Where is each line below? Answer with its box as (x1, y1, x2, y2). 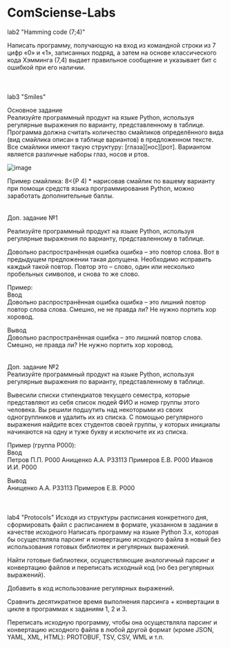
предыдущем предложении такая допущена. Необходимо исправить (7, 254, 212, 263)
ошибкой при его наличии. (7, 63, 86, 71)
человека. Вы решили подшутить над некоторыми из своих (7, 405, 184, 414)
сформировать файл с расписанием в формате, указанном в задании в (7, 520, 219, 528)
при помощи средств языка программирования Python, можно (7, 184, 195, 192)
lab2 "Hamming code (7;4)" (7, 28, 86, 36)
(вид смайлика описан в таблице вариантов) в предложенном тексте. (7, 135, 214, 143)
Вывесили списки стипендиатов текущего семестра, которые (7, 391, 190, 399)
